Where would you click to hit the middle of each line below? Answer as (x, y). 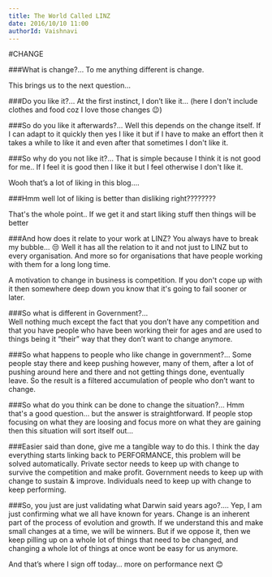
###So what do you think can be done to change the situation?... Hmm (127, 405)
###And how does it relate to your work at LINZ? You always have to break (134, 239)
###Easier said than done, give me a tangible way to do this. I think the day (134, 446)
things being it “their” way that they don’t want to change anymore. (121, 339)
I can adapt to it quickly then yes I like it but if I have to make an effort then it (136, 134)
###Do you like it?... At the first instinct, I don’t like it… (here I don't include (133, 101)
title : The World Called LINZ (60, 16)
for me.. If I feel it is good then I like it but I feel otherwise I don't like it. (126, 167)
